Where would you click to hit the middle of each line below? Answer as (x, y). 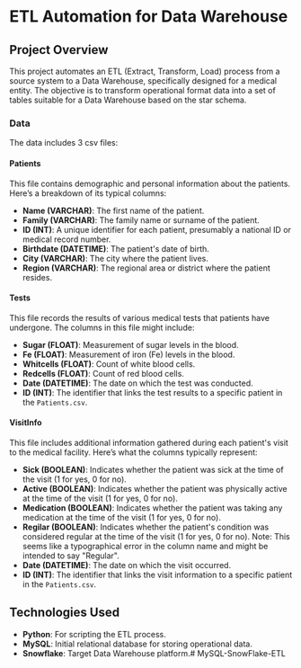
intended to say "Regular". (71, 556)
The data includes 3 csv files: (64, 143)
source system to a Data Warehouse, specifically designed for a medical (143, 81)
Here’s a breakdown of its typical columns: (88, 193)
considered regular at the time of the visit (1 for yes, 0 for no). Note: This (156, 536)
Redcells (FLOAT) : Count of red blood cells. (103, 373)
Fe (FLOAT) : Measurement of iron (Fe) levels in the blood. (128, 354)
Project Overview (59, 50)
